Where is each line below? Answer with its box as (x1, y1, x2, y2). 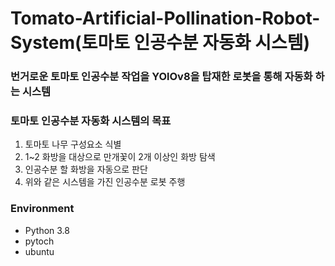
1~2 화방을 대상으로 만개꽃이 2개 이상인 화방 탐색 (24, 151, 216, 163)
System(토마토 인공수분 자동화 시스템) (10, 32, 310, 54)
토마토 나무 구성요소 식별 (24, 138, 122, 151)
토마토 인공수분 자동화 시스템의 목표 (10, 114, 172, 128)
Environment (10, 202, 75, 216)
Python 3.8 (24, 224, 70, 236)
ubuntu (24, 245, 55, 257)
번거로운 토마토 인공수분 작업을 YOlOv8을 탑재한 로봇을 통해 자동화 (10, 70, 313, 84)
